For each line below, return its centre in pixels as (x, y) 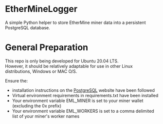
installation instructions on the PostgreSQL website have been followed (83, 90)
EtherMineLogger (41, 9)
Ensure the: (17, 81)
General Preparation (47, 48)
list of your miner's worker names (46, 116)
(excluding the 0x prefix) (37, 105)
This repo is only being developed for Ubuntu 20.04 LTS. (62, 61)
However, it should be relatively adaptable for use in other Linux (69, 66)
